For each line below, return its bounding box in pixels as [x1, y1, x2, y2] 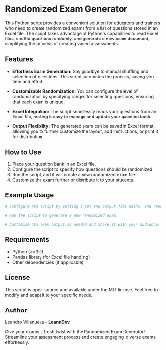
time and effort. [12, 78, 44, 84]
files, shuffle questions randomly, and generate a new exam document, [5, 36, 150, 41]
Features [5, 55, 33, 64]
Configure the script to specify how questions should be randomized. [12, 166, 154, 172]
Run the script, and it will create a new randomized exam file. [12, 171, 137, 177]
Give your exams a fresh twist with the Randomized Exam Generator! [5, 329, 145, 335]
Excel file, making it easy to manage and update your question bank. [12, 114, 152, 119]
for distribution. [12, 133, 44, 139]
